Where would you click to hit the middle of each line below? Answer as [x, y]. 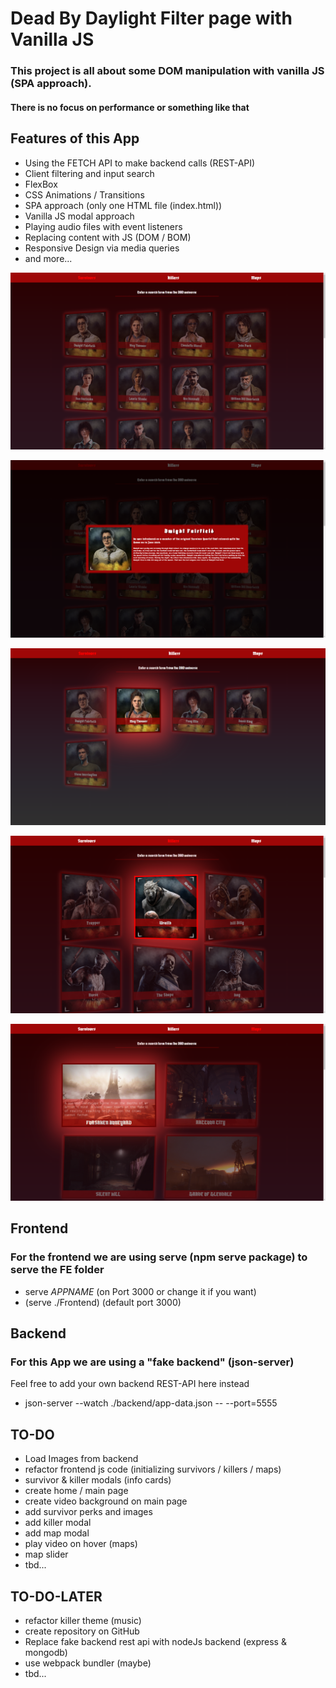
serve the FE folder [57, 1270]
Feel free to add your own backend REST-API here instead [130, 1384]
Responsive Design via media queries [102, 248]
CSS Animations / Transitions [84, 194]
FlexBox [41, 184]
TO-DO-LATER [56, 1596]
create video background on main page [106, 1501]
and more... [48, 258]
